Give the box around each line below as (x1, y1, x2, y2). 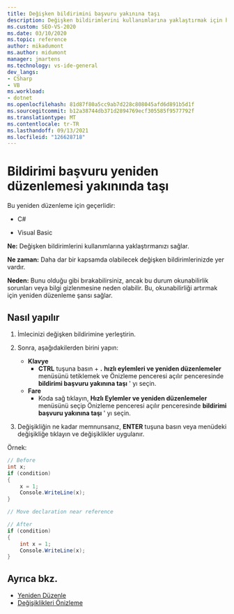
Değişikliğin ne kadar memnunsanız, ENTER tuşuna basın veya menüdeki (17, 423, 227, 430)
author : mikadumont (7, 43, 64, 50)
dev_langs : (7, 68, 39, 75)
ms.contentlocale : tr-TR (7, 120, 79, 128)
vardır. (7, 263, 26, 271)
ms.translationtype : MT (7, 114, 77, 121)
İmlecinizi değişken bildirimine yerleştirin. (17, 330, 136, 338)
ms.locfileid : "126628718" (7, 133, 86, 140)
